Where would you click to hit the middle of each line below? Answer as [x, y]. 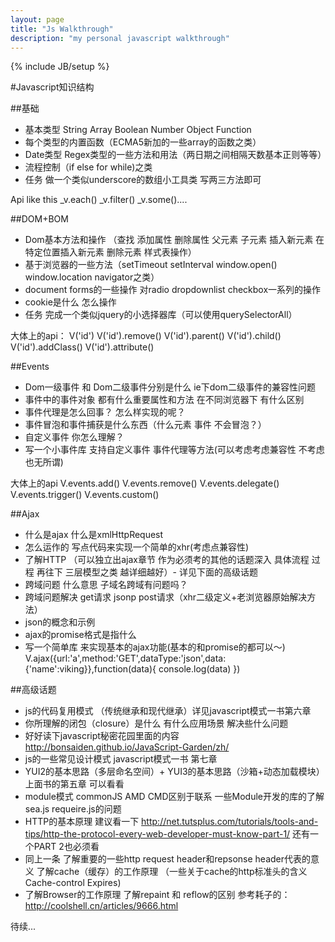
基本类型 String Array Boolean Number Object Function [138, 130]
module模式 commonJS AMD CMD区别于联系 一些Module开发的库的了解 [174, 797]
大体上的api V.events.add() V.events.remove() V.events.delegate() [145, 483]
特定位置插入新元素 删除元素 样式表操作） [110, 252]
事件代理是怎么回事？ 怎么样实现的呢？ [105, 412]
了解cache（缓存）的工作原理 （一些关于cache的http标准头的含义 [172, 872]
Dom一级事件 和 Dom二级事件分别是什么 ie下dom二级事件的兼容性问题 [170, 387]
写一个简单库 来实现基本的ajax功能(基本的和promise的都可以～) [155, 647]
